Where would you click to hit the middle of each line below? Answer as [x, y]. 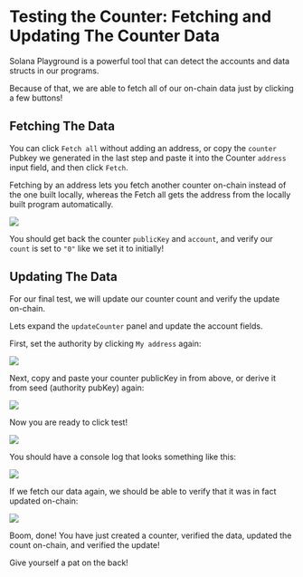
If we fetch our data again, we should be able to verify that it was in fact [143, 491]
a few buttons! [36, 98]
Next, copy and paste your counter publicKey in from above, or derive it [142, 378]
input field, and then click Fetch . [69, 167]
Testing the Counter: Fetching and [141, 17]
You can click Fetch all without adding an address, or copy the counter [143, 148]
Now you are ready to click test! [69, 422]
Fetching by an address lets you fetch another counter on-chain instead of [148, 185]
